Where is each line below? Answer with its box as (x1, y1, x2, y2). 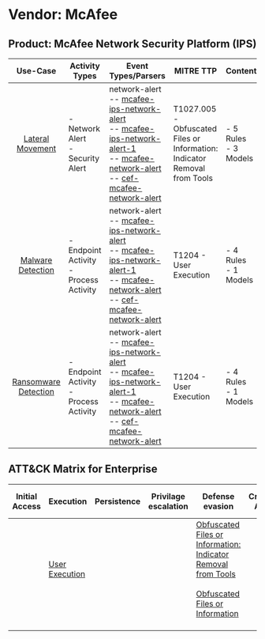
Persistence (94, 496, 141, 507)
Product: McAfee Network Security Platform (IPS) (8, 37, 257, 51)
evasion (203, 501, 234, 512)
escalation (148, 501, 189, 512)
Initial (15, 490, 38, 501)
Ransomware (12, 376, 61, 387)
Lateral (23, 133, 50, 144)
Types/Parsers (109, 70, 166, 81)
